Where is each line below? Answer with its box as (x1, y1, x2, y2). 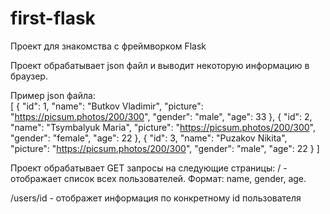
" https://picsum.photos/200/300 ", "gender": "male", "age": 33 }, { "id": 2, (10, 110, 313, 122)
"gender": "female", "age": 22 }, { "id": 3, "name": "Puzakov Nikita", (10, 132, 288, 144)
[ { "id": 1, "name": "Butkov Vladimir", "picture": (10, 100, 204, 112)
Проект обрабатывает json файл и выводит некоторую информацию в (10, 59, 310, 71)
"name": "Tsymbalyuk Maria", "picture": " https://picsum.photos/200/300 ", (10, 121, 317, 133)
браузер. (10, 70, 48, 82)
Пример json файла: (10, 89, 96, 101)
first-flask (10, 7, 96, 30)
